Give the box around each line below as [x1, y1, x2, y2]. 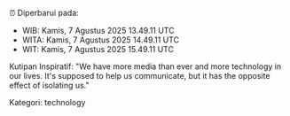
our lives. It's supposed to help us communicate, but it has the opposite [9, 71, 270, 81]
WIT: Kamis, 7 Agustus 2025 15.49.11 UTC [21, 44, 175, 54]
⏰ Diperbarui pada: [9, 8, 80, 18]
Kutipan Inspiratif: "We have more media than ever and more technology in [9, 61, 282, 72]
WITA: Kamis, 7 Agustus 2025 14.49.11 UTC [21, 35, 180, 45]
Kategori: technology [9, 97, 86, 107]
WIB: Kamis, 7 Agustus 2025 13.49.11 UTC [21, 26, 175, 35]
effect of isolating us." [9, 80, 90, 90]
